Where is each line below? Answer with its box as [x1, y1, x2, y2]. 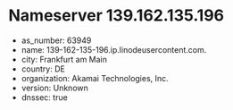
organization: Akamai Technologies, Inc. [21, 72, 169, 83]
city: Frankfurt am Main [21, 54, 108, 64]
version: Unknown [21, 82, 88, 93]
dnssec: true [21, 91, 68, 103]
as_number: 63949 [21, 35, 92, 46]
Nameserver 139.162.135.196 [8, 5, 225, 26]
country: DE [21, 63, 66, 74]
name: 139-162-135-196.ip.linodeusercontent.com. [21, 44, 207, 55]
